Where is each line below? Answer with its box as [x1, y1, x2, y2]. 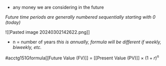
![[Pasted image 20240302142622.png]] [5, 29, 90, 35]
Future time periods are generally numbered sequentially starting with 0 [5, 14, 156, 20]
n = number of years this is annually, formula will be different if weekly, [12, 39, 161, 45]
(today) [5, 20, 21, 25]
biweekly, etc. [12, 44, 42, 50]
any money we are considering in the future [12, 5, 104, 10]
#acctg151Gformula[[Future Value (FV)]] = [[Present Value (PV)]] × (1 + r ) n [5, 54, 159, 61]
